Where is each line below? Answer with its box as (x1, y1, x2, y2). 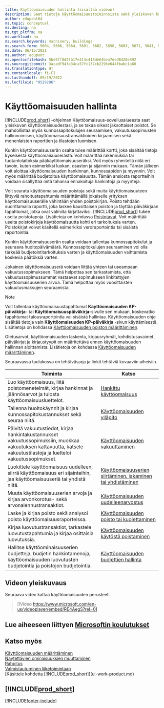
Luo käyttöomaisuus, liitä (7, 378, 64, 385)
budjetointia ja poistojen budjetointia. (7, 562, 92, 569)
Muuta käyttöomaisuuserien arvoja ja (7, 489, 92, 496)
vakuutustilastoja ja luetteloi (7, 449, 71, 456)
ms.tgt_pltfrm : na (5, 30, 42, 35)
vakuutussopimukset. (7, 455, 57, 462)
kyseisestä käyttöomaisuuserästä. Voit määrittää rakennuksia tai (5, 152, 134, 158)
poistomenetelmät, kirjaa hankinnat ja (7, 384, 93, 391)
